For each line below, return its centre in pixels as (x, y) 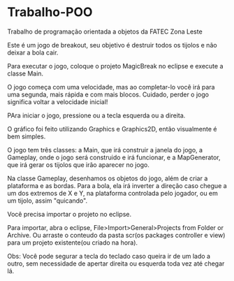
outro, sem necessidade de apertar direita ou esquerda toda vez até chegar (116, 264)
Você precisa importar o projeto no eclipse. (69, 214)
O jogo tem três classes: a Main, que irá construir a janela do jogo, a (105, 150)
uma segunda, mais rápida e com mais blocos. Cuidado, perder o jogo (108, 94)
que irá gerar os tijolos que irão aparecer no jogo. (79, 164)
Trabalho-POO (50, 12)
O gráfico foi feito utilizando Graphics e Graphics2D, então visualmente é (112, 129)
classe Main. (25, 73)
